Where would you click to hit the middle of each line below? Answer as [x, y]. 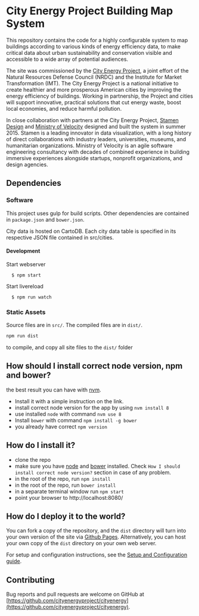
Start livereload [25, 286]
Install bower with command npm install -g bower [76, 420]
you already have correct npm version [61, 427]
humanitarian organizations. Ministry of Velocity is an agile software [89, 145]
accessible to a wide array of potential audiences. [67, 59]
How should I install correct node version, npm [94, 366]
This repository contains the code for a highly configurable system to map [97, 40]
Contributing [30, 580]
